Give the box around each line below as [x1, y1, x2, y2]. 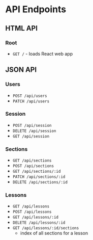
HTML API [5, 24, 38, 33]
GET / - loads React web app [12, 50, 73, 57]
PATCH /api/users [12, 98, 50, 104]
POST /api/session [12, 123, 52, 128]
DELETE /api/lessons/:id [12, 220, 66, 225]
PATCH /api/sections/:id [12, 174, 66, 179]
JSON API [5, 65, 37, 74]
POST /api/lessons [12, 209, 52, 215]
